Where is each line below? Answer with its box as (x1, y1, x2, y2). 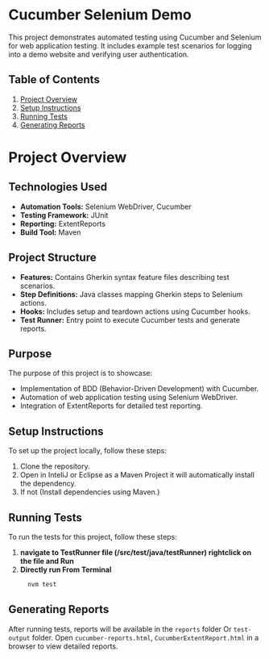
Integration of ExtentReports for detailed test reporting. (19, 401, 203, 411)
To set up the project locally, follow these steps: (8, 446, 168, 456)
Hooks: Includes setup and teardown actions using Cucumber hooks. (19, 307, 251, 316)
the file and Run (19, 557, 74, 565)
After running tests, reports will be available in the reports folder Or (8, 624, 232, 634)
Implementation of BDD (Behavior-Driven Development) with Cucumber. (19, 384, 259, 394)
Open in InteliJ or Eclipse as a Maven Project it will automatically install (19, 470, 255, 480)
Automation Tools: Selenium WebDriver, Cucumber (19, 202, 192, 211)
